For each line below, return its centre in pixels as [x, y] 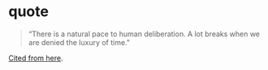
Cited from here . [36, 58]
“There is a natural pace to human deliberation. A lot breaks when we [144, 34]
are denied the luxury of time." [79, 42]
